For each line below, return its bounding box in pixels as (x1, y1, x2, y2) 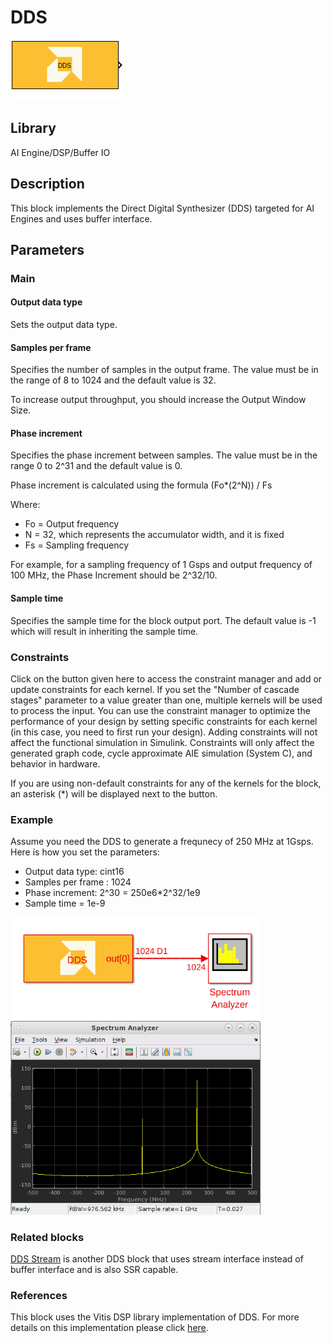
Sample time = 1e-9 (24, 897, 106, 910)
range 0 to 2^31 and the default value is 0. (10, 460, 183, 472)
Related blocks (10, 1230, 85, 1244)
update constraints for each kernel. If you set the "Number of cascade (10, 683, 300, 695)
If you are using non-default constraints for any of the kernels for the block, (10, 777, 322, 789)
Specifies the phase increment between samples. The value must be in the (10, 449, 318, 461)
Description (10, 176, 85, 193)
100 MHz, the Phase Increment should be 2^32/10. (10, 569, 218, 581)
